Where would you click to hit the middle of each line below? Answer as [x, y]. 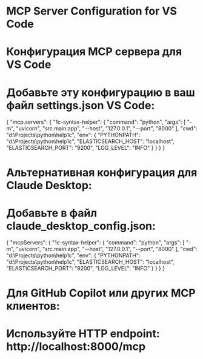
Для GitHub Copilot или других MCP [101, 293]
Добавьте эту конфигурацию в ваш [101, 92]
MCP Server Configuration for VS [92, 11]
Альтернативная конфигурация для [102, 173]
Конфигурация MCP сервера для [94, 52]
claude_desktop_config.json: [81, 226]
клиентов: [33, 306]
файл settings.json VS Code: [81, 105]
